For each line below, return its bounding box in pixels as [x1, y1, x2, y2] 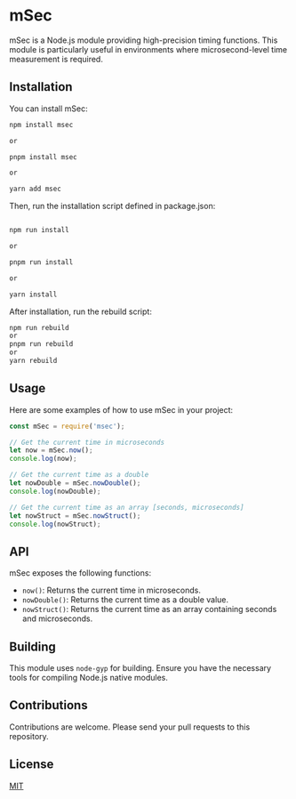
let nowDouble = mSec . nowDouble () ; [9, 479, 141, 488]
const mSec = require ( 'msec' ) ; [9, 422, 125, 431]
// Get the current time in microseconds [9, 438, 165, 447]
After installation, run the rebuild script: [9, 306, 153, 317]
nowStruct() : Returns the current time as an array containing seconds [21, 604, 277, 615]
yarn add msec [9, 184, 62, 194]
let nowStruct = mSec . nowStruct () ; [9, 511, 141, 521]
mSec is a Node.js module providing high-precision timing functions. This [9, 35, 278, 45]
